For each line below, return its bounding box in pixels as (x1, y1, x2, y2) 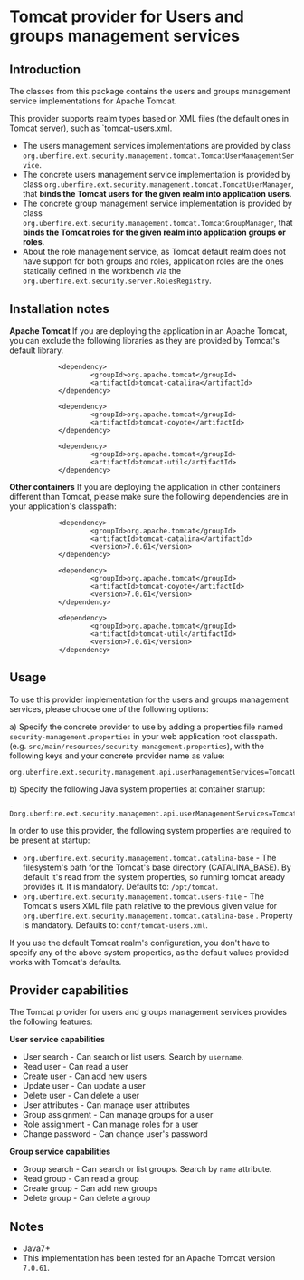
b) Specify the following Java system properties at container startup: (9, 783, 266, 795)
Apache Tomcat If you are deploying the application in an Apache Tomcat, (9, 325, 288, 337)
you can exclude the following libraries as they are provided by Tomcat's (9, 335, 280, 346)
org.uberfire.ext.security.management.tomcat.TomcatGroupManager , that (22, 218, 293, 228)
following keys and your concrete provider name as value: (9, 750, 225, 761)
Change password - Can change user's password (22, 1129, 208, 1139)
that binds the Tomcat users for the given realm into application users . (22, 189, 292, 199)
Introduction (9, 62, 81, 77)
